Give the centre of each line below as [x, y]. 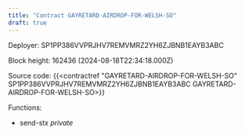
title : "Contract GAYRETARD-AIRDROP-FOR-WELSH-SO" [92, 15]
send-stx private [46, 122]
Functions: [25, 108]
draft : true [27, 23]
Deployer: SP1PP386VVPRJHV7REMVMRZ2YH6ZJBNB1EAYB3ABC [116, 45]
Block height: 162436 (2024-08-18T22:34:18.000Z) [91, 60]
